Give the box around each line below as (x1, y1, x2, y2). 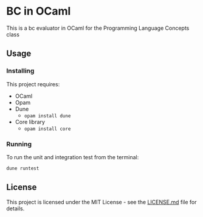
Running (6, 140, 32, 148)
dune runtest (6, 165, 40, 171)
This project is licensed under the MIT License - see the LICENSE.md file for (6, 198, 197, 205)
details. (6, 205, 25, 212)
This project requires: (6, 80, 60, 88)
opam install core (24, 126, 71, 132)
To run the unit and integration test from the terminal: (6, 153, 139, 160)
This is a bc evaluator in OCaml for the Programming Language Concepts (6, 24, 190, 32)
